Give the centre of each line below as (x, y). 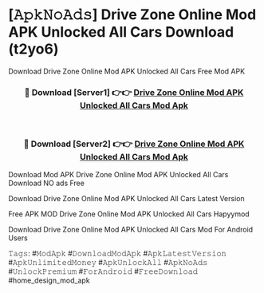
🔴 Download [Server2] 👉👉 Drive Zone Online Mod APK (134, 144)
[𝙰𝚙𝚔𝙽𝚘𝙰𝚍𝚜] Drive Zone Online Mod (132, 15)
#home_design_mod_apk (49, 280)
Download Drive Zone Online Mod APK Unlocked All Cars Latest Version (126, 198)
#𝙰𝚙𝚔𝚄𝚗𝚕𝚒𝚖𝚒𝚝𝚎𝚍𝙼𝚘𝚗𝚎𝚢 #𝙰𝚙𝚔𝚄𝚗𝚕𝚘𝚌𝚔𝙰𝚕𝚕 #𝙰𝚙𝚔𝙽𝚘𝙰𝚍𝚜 (108, 262)
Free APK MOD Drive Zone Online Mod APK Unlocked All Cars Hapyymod (129, 214)
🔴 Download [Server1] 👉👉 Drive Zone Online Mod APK (134, 92)
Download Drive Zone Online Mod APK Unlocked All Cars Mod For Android (131, 229)
